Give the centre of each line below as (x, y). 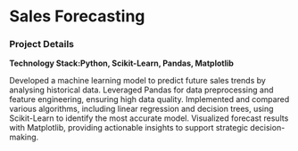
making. (24, 137)
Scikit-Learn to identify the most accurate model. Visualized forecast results (149, 118)
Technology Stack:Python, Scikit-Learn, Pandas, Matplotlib (122, 63)
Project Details (41, 44)
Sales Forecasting (77, 16)
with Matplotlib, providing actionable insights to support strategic (128, 128)
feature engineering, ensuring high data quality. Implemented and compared (149, 99)
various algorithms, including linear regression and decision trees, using (141, 109)
